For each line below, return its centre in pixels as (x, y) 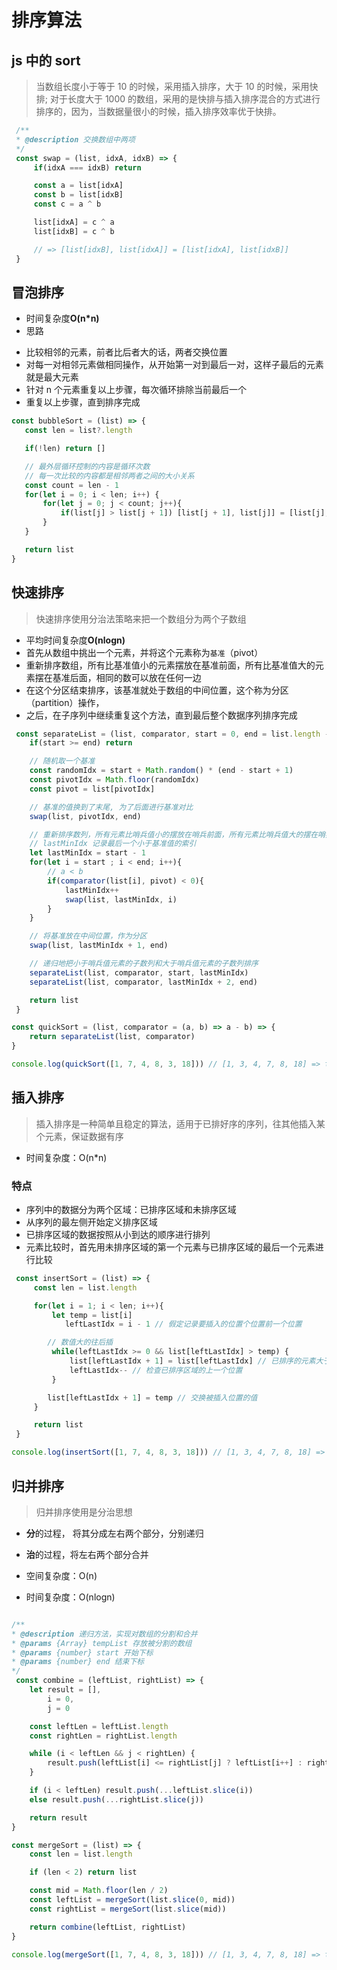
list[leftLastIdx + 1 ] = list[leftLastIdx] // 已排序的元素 (192, 1361)
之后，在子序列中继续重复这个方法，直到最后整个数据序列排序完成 (161, 715)
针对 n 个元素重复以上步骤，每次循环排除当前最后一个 (136, 390)
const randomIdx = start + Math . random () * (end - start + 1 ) (161, 771)
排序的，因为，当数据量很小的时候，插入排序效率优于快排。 (158, 111)
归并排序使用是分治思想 (84, 1512)
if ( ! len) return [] (65, 449)
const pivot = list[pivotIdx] (92, 789)
